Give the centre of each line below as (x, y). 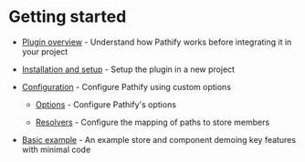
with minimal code (56, 149)
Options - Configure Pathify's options (106, 104)
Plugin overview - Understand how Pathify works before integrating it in (157, 42)
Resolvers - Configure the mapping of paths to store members (152, 122)
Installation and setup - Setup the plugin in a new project (128, 69)
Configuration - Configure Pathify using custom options (126, 86)
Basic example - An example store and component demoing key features (159, 139)
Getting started (68, 17)
